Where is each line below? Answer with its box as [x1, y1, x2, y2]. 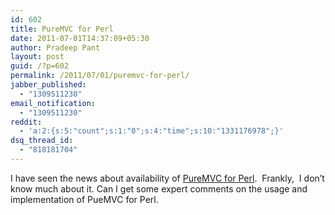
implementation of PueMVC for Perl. [10, 193, 159, 205]
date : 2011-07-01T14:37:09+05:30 [10, 33, 150, 43]
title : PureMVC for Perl [10, 24, 114, 34]
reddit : [10, 117, 43, 127]
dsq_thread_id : [10, 136, 74, 146]
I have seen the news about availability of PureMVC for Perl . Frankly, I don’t [10, 172, 325, 184]
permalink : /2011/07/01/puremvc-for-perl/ [10, 71, 190, 81]
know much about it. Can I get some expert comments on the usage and [10, 182, 308, 195]
